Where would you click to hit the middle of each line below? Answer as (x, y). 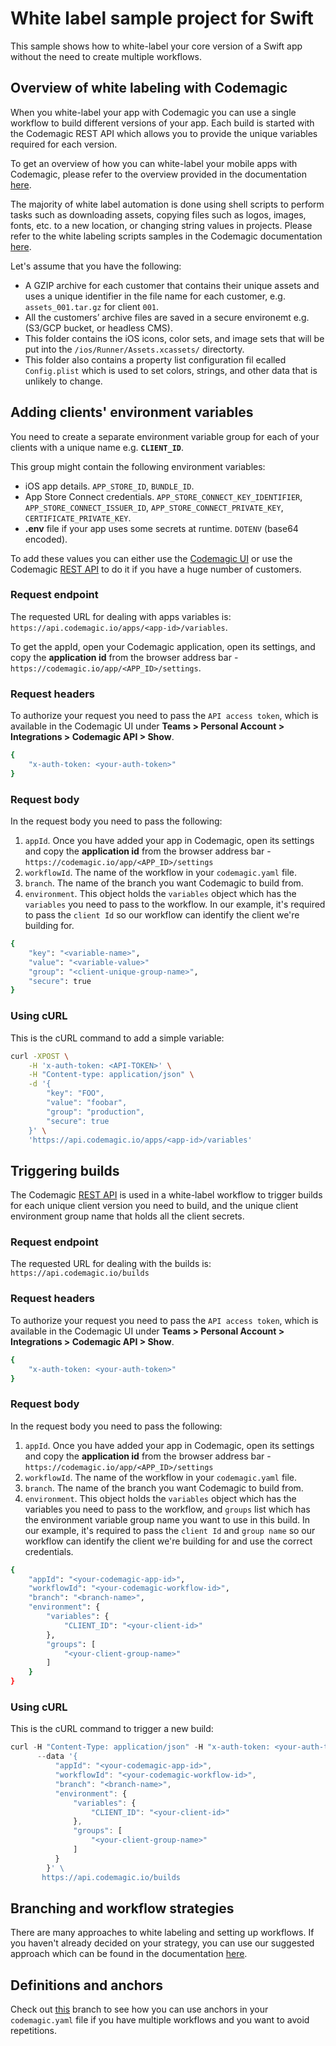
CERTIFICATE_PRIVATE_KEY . (78, 518)
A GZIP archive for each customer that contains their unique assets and (172, 285)
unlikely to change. (63, 381)
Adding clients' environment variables (132, 412)
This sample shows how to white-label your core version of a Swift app (156, 46)
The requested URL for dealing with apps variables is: (121, 616)
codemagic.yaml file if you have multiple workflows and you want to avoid (160, 2020)
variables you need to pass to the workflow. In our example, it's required (175, 904)
